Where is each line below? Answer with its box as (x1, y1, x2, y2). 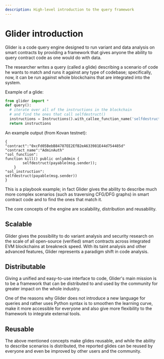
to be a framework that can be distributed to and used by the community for (5, 281, 158, 286)
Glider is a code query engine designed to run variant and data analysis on (5, 44, 155, 50)
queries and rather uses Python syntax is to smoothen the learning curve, (5, 301, 153, 306)
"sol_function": (5, 152, 38, 157)
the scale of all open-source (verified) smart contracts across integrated (5, 238, 150, 244)
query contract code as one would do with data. (5, 55, 102, 60)
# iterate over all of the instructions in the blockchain (9, 108, 132, 113)
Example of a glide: (5, 89, 44, 95)
